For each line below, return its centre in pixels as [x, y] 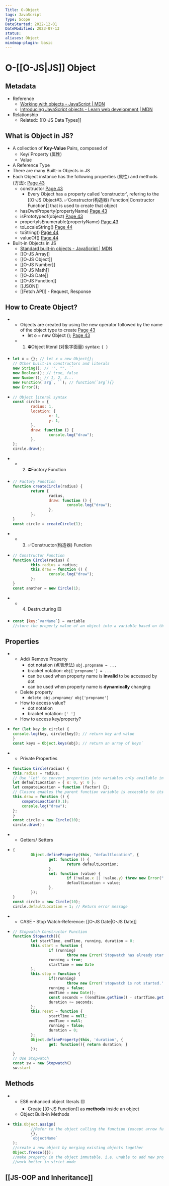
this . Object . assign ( [34, 1124]
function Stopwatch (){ [36, 936]
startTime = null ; [68, 1016]
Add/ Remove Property [44, 659]
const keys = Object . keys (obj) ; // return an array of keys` [78, 743]
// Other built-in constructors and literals [61, 364]
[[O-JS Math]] [34, 270]
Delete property [36, 692]
